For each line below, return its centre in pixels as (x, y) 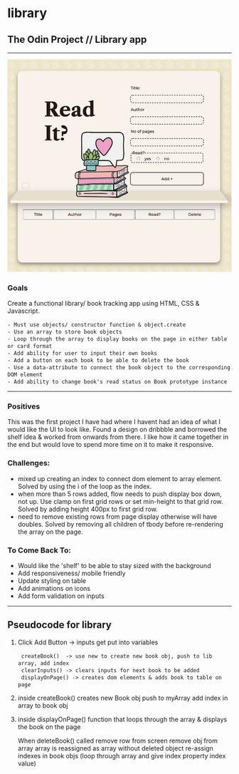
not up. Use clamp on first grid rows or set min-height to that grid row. (120, 501)
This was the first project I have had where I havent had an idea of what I (114, 422)
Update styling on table (52, 581)
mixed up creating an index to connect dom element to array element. (120, 478)
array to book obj (43, 705)
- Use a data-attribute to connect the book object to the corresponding (119, 368)
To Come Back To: (39, 550)
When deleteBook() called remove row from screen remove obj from (118, 741)
